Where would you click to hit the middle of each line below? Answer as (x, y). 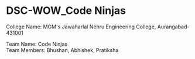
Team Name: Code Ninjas (37, 44)
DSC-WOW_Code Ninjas (66, 11)
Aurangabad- (173, 27)
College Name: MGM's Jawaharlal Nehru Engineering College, (81, 27)
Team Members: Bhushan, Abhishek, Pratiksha (62, 50)
